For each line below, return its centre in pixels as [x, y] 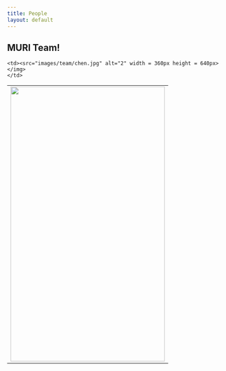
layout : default [30, 20]
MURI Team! [34, 48]
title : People [27, 13]
